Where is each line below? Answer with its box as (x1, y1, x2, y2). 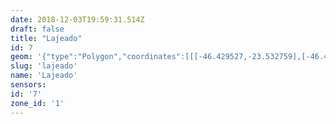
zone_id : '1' (10, 98, 65, 108)
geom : (10, 52, 33, 62)
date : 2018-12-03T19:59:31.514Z (10, 14, 145, 25)
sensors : (10, 80, 47, 90)
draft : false (10, 24, 65, 34)
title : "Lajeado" (10, 33, 83, 43)
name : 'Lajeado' (10, 71, 78, 81)
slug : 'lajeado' (10, 61, 78, 71)
